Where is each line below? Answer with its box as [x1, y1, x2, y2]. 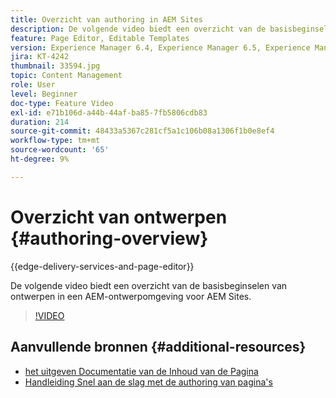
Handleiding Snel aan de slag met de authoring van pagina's [24, 376, 273, 388]
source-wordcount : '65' [10, 145, 110, 155]
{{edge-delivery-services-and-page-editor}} [10, 260, 195, 272]
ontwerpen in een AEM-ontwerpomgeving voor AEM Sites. [10, 290, 252, 302]
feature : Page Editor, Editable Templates [10, 33, 190, 43]
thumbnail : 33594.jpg [10, 61, 101, 71]
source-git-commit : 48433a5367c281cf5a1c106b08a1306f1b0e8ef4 [10, 126, 275, 136]
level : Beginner [10, 89, 78, 99]
